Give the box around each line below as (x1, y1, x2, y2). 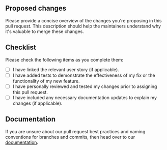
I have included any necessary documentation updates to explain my (12, 94, 157, 101)
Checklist (5, 43, 37, 52)
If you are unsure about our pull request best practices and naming (5, 128, 146, 134)
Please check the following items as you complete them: (5, 56, 124, 63)
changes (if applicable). (12, 100, 63, 106)
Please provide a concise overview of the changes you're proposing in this (5, 17, 162, 23)
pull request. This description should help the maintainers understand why (5, 23, 161, 29)
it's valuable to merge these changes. (5, 28, 84, 35)
